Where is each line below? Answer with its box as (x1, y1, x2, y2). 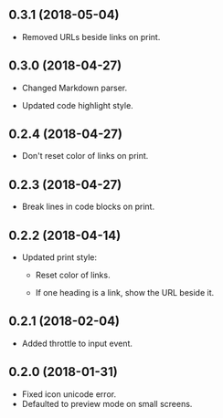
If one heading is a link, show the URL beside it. (35, 287, 215, 298)
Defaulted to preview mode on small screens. (21, 398, 193, 409)
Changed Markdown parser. (21, 82, 128, 93)
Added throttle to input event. (21, 338, 133, 349)
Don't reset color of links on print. (21, 151, 149, 162)
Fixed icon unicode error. (21, 388, 116, 400)
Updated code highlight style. (21, 99, 133, 110)
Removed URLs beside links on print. (21, 31, 161, 42)
